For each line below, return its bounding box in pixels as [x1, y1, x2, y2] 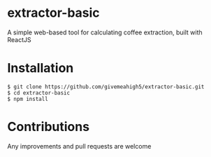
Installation [7, 60, 74, 76]
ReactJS [7, 35, 31, 43]
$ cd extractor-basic [7, 89, 71, 96]
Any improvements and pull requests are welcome [7, 142, 152, 150]
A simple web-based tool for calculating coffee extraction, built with [7, 28, 203, 36]
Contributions [7, 119, 89, 135]
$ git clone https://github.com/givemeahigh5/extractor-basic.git [7, 83, 205, 90]
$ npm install [7, 95, 49, 102]
